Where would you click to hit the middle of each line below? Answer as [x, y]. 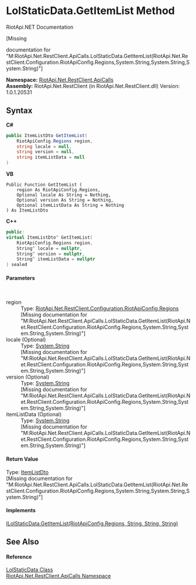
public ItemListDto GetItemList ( [47, 135]
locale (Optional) [26, 340]
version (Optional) [28, 377]
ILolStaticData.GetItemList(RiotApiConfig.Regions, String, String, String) [92, 523]
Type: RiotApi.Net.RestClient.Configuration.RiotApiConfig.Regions [100, 308]
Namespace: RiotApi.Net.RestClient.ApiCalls [60, 80]
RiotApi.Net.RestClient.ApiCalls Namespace [59, 576]
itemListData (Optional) [34, 414]
